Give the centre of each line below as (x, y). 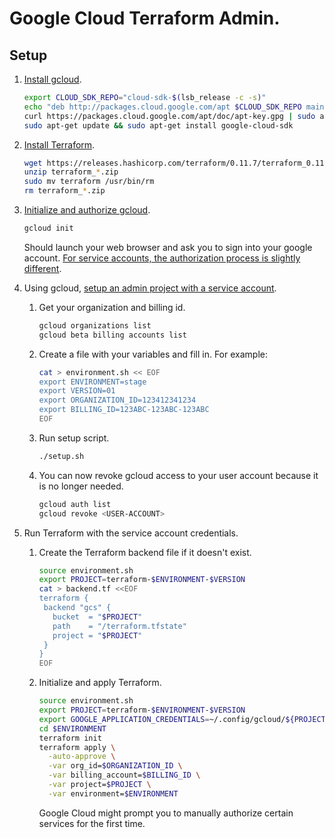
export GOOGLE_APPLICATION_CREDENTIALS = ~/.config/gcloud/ (162, 719)
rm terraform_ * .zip (64, 191)
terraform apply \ (77, 747)
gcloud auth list (75, 504)
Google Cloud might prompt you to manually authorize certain (166, 813)
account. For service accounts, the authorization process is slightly (162, 258)
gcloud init (48, 228)
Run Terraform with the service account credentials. (131, 533)
